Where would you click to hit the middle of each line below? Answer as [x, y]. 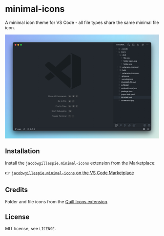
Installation [22, 151]
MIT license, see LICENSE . [31, 229]
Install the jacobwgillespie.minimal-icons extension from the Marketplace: [81, 163]
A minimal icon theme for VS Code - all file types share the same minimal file [82, 22]
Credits [17, 190]
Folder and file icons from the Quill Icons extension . [57, 201]
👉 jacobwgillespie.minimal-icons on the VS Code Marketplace [70, 173]
